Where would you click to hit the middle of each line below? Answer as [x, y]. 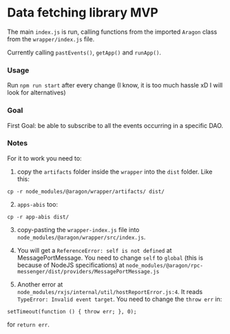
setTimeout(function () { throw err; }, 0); [72, 311]
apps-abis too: [38, 204]
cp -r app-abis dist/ [38, 217]
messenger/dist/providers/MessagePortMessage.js [88, 271]
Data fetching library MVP [83, 13]
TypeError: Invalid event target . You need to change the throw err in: [119, 299]
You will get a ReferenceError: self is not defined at [94, 250]
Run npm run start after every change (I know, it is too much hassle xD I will [115, 85]
